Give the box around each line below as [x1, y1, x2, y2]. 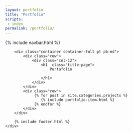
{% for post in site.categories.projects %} [34, 93, 128, 98]
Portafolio [49, 67, 72, 72]
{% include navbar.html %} [5, 39, 61, 45]
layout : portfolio [5, 7, 43, 12]
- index [7, 21, 23, 26]
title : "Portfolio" [5, 12, 46, 17]
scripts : [5, 16, 23, 21]
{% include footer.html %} [14, 119, 70, 124]
